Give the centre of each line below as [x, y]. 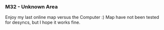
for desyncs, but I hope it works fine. [43, 22]
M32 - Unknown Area [32, 7]
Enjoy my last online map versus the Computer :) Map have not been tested [82, 17]
